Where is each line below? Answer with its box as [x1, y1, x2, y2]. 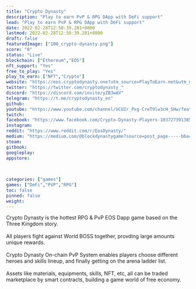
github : [6, 100, 25, 107]
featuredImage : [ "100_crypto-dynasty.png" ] [6, 41, 114, 47]
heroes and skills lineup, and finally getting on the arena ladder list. [6, 257, 167, 264]
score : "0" [6, 47, 33, 53]
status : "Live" [6, 52, 43, 58]
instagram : [6, 123, 33, 128]
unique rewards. [6, 239, 45, 246]
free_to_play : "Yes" [6, 68, 57, 74]
